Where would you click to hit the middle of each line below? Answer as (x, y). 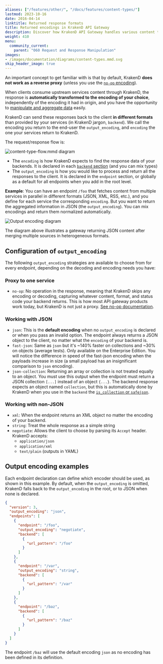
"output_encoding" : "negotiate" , (52, 530)
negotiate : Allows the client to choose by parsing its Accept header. (79, 431)
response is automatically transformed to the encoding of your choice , (77, 97)
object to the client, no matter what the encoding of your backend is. (80, 340)
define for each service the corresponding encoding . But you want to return (80, 201)
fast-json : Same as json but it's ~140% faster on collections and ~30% (84, 345)
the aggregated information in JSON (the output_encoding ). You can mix (77, 207)
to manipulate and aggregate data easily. (46, 108)
